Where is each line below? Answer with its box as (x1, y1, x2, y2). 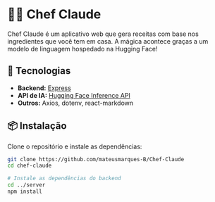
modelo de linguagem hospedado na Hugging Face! (7, 44, 158, 53)
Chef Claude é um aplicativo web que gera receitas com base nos (7, 30, 199, 38)
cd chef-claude (7, 162, 52, 170)
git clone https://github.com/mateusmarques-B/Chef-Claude (7, 156, 185, 163)
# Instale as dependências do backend (7, 175, 121, 182)
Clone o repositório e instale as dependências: (7, 142, 142, 151)
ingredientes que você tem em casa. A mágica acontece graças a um (7, 37, 209, 45)
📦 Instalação (7, 120, 67, 132)
